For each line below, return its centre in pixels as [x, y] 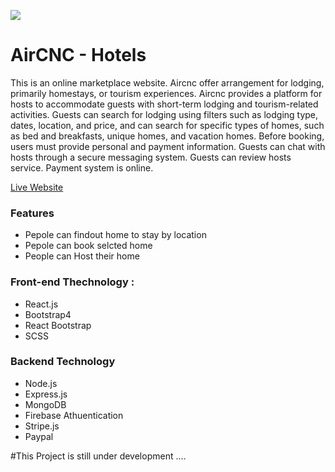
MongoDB [45, 404]
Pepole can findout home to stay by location [115, 235]
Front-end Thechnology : [72, 282]
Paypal [39, 436]
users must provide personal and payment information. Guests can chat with [168, 146]
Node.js [41, 383]
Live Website [37, 187]
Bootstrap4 [48, 314]
